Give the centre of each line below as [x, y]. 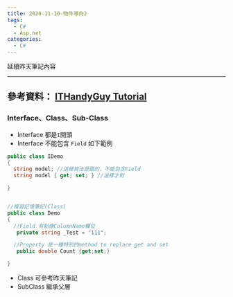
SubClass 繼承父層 [44, 287]
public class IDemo [35, 156]
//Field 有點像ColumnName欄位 [54, 226]
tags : [15, 20]
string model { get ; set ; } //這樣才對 [69, 176]
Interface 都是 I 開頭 [45, 134]
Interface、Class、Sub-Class [58, 118]
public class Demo [34, 213]
